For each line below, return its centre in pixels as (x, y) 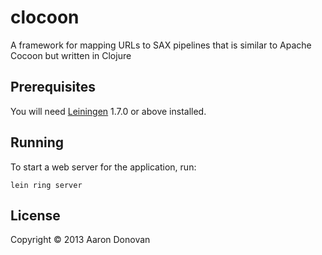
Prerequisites (53, 87)
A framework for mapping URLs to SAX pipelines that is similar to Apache (161, 45)
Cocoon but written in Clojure (71, 55)
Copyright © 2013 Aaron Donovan (80, 240)
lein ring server (46, 185)
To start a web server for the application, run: (103, 167)
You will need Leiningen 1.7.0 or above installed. (108, 111)
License (35, 215)
